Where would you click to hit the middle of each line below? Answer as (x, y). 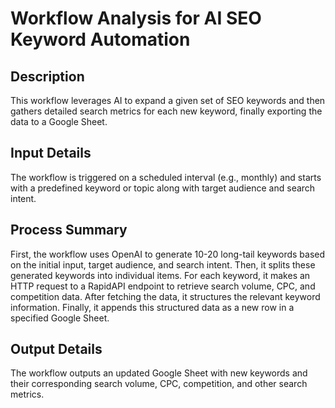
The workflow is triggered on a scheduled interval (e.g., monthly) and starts (166, 177)
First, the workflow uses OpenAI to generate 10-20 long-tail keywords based (168, 254)
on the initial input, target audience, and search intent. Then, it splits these (163, 264)
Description (47, 76)
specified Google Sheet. (60, 318)
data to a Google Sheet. (59, 121)
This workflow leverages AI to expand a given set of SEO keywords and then (168, 100)
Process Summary (69, 230)
